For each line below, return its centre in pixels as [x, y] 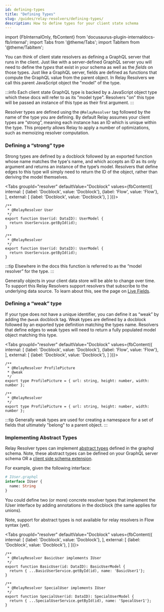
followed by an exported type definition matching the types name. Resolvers [82, 325]
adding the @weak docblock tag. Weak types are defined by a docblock [76, 319]
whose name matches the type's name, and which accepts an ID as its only [81, 161]
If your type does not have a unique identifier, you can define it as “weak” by [82, 314]
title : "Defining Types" [30, 14]
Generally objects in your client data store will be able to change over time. [80, 281]
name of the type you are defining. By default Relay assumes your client [78, 117]
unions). [13, 510]
